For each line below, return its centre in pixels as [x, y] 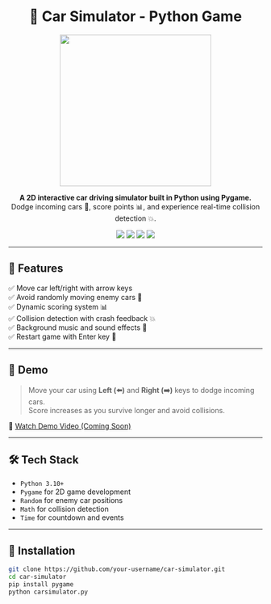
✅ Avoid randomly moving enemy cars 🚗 [75, 297]
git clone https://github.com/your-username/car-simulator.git [117, 569]
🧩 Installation [42, 550]
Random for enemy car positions [71, 501]
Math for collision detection [64, 509]
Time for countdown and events [72, 517]
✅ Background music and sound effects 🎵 [78, 327]
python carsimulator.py [48, 592]
